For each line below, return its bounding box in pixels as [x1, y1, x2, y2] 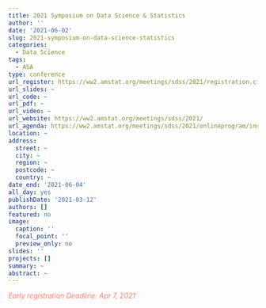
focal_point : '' [15, 233, 69, 241]
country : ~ [15, 173, 51, 182]
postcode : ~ [15, 166, 55, 174]
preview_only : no [15, 240, 73, 248]
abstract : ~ [8, 269, 47, 277]
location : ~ [8, 129, 47, 137]
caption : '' [15, 225, 55, 234]
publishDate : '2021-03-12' [8, 196, 97, 203]
